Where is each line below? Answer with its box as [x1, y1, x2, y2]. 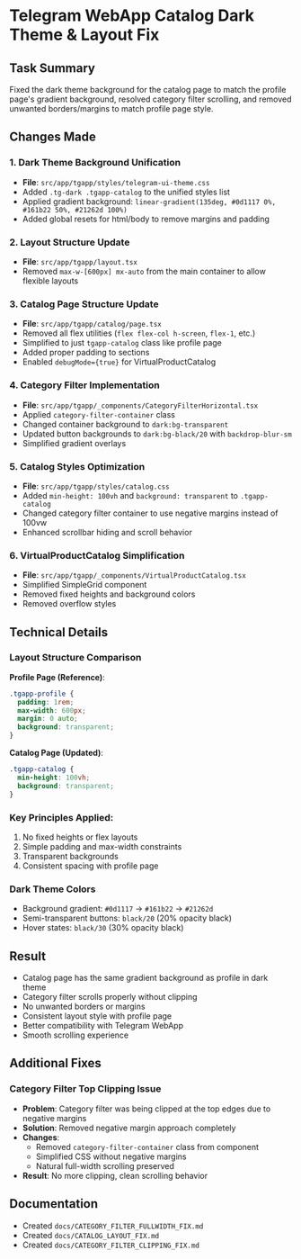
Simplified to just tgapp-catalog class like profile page [22, 337, 223, 348]
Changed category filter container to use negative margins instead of [22, 508, 279, 518]
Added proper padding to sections [22, 347, 150, 358]
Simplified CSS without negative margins [35, 1151, 187, 1162]
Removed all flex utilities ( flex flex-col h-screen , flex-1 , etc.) [22, 328, 256, 338]
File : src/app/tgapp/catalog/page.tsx [22, 319, 162, 329]
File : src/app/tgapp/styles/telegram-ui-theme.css [22, 176, 210, 187]
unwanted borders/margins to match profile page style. [9, 103, 214, 113]
